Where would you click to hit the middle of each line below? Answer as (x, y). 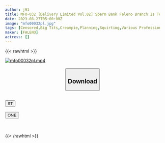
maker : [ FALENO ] (22, 32)
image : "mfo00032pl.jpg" (30, 23)
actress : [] (17, 37)
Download (82, 81)
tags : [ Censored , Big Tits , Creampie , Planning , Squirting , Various (71, 28)
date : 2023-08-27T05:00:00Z (34, 19)
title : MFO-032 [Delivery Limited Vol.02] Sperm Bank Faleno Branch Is (80, 14)
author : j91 (17, 10)
